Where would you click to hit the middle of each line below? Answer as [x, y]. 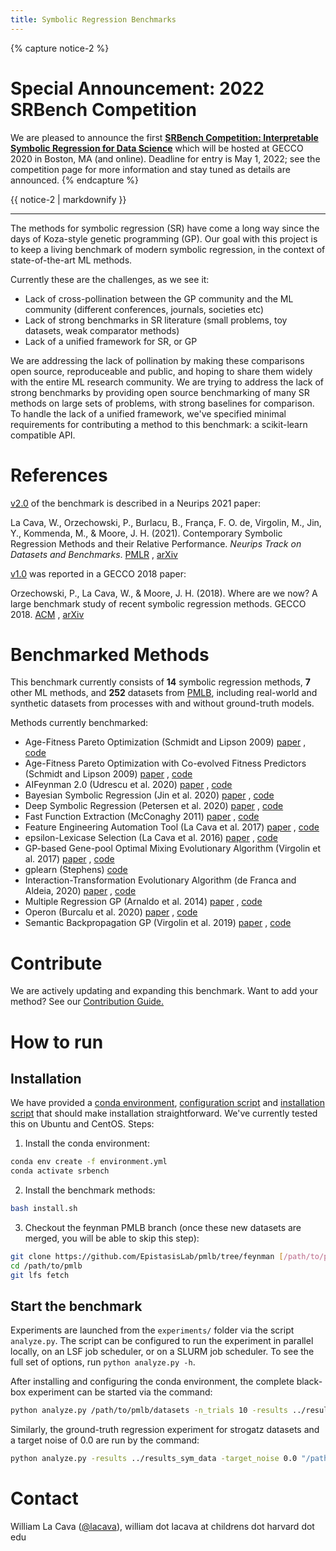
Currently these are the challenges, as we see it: [110, 279]
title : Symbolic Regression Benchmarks [93, 19]
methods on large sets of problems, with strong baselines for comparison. [162, 403]
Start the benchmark [76, 1306]
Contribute [56, 963]
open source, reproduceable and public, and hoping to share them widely [161, 371]
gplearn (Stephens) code [76, 870]
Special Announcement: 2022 [137, 88]
